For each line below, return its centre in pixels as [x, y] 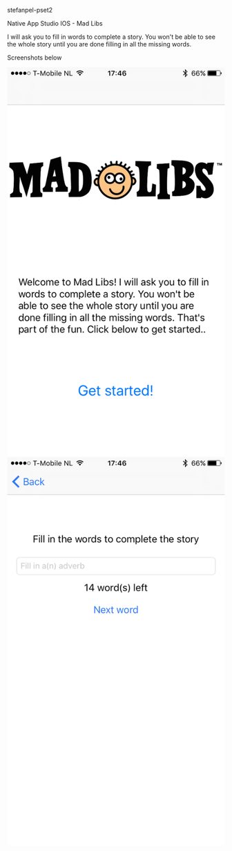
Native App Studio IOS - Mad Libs [55, 23]
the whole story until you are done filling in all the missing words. [99, 44]
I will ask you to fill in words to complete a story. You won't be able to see [112, 37]
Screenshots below [35, 57]
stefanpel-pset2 [30, 10]
